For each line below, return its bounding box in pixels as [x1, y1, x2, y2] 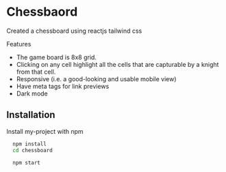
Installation [6, 109, 55, 121]
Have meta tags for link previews [16, 82, 110, 90]
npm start [12, 160, 40, 167]
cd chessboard [12, 147, 53, 154]
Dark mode [16, 89, 49, 98]
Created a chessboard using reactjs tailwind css [6, 27, 142, 35]
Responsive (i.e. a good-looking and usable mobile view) [16, 74, 177, 83]
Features [6, 40, 32, 48]
